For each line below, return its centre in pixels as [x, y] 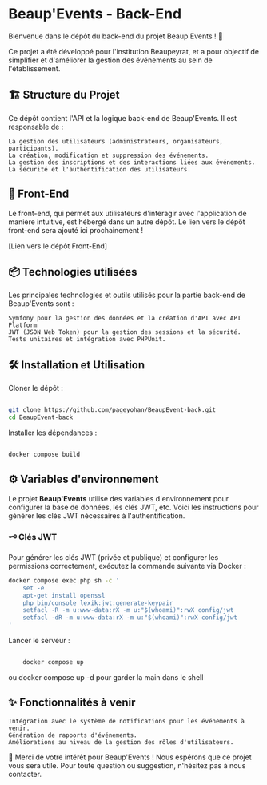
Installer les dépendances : [53, 433]
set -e [34, 588]
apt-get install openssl [64, 595]
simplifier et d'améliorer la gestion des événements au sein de [111, 60]
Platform [23, 325]
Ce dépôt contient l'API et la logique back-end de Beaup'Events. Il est [123, 118]
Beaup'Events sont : [41, 304]
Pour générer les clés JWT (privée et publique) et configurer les [114, 557]
